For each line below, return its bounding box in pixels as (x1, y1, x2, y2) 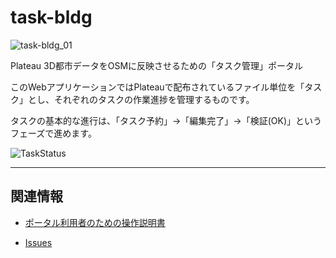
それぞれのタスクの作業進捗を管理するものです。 (53, 93, 255, 105)
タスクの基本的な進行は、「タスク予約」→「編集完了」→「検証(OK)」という (10, 114, 323, 126)
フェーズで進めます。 (10, 127, 97, 139)
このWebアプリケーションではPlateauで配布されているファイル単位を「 (10, 81, 305, 93)
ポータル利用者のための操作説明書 (24, 216, 166, 228)
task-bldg (10, 6, 93, 29)
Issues (24, 236, 53, 248)
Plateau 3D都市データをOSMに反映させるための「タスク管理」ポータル (10, 59, 304, 71)
